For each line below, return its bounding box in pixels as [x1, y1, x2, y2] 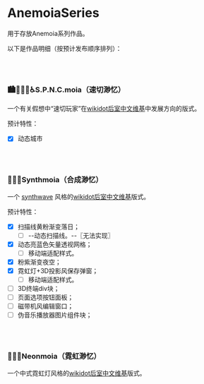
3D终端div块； [17, 284, 60, 293]
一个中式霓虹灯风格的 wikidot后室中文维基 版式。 [7, 368, 146, 377]
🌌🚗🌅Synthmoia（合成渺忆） [7, 175, 104, 185]
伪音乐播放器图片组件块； [17, 311, 92, 319]
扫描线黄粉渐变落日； [17, 222, 80, 231]
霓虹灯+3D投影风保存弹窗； [17, 266, 99, 275]
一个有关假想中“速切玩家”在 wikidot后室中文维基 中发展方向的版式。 [7, 104, 201, 113]
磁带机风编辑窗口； [17, 302, 74, 311]
